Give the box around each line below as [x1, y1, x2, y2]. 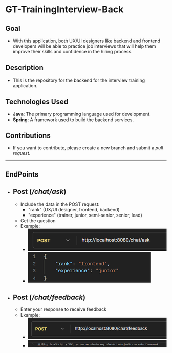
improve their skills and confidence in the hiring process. [12, 49, 133, 54]
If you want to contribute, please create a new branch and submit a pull [12, 145, 163, 151]
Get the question [20, 217, 56, 224]
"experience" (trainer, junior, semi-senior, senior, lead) [28, 212, 142, 218]
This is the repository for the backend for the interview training [12, 77, 145, 83]
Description [5, 63, 44, 72]
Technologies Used [5, 97, 68, 106]
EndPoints [5, 170, 39, 179]
